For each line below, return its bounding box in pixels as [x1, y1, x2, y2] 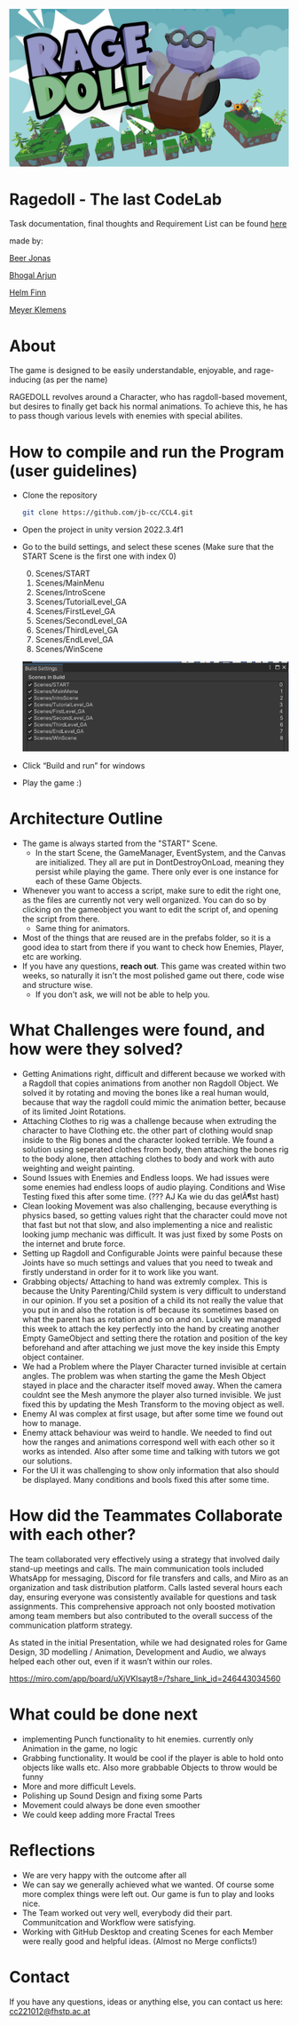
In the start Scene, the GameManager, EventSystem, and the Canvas [35, 847, 286, 857]
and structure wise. [21, 979, 93, 990]
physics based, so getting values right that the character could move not [21, 1209, 288, 1221]
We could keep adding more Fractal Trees [21, 1809, 176, 1820]
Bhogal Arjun [9, 270, 57, 281]
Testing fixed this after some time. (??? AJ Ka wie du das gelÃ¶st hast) [21, 1191, 279, 1201]
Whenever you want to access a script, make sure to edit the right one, [21, 885, 281, 896]
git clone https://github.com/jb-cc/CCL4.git [21, 508, 193, 517]
